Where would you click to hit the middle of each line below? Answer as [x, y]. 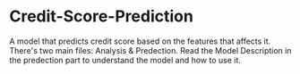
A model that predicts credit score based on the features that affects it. [140, 41]
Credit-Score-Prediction [102, 16]
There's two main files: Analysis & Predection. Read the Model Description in [150, 50]
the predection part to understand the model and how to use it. [125, 60]
